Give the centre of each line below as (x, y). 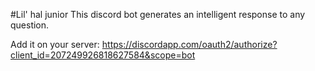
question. (30, 25)
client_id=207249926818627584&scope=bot (103, 55)
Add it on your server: (55, 44)
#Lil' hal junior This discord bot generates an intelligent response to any (158, 14)
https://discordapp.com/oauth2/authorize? (189, 44)
